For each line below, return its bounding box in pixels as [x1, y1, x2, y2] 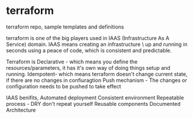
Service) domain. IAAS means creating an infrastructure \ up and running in [6, 41, 188, 48]
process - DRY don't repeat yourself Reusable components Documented [6, 100, 181, 107]
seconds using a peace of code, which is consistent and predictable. [6, 47, 172, 53]
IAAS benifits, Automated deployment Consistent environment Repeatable [6, 94, 184, 101]
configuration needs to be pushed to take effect [6, 83, 122, 90]
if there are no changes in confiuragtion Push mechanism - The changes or [6, 77, 187, 84]
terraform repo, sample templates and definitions [6, 23, 125, 30]
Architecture [6, 106, 36, 113]
